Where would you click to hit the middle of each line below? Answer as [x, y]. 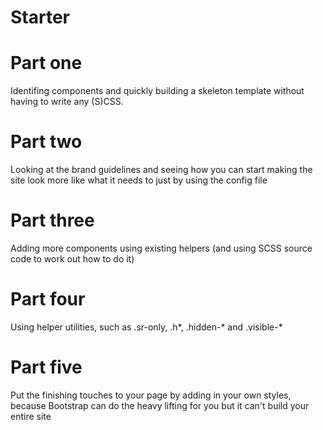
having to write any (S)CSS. [67, 102]
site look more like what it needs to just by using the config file [139, 180]
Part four [48, 299]
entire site [31, 416]
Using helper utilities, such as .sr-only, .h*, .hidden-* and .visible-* [146, 327]
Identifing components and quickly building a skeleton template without [157, 91]
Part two [46, 142]
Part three [52, 220]
